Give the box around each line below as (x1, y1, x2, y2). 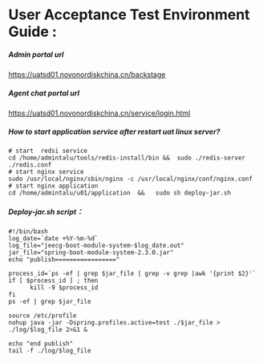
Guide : (8, 22, 58, 41)
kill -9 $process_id (29, 284, 99, 292)
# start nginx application (8, 182, 99, 190)
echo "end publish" (8, 340, 74, 348)
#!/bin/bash (8, 228, 48, 236)
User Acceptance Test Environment (8, 6, 250, 24)
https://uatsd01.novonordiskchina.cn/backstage (8, 70, 166, 79)
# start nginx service (8, 168, 84, 176)
